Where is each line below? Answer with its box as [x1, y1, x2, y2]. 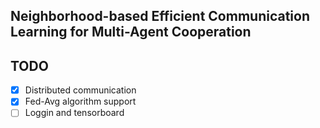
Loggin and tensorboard [24, 107, 125, 119]
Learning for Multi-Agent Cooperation [10, 24, 252, 41]
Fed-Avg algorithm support [24, 95, 137, 108]
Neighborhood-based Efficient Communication [10, 8, 310, 25]
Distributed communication [24, 84, 137, 96]
